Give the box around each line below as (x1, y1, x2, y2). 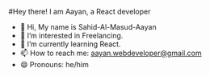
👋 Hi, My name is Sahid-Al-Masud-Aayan (19, 22, 157, 31)
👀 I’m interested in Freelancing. (19, 31, 124, 40)
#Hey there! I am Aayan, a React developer (8, 7, 151, 16)
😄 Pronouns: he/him (19, 60, 89, 69)
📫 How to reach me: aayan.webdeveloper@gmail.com (19, 48, 202, 58)
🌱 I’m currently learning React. (19, 39, 121, 49)
